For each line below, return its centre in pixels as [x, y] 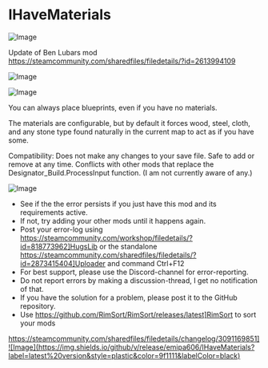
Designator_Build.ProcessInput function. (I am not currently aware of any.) [130, 172]
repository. [38, 305]
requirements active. [54, 212]
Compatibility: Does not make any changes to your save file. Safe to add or [132, 156]
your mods [38, 323]
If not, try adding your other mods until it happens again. [113, 220]
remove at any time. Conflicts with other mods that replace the [111, 164]
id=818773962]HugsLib [59, 246]
